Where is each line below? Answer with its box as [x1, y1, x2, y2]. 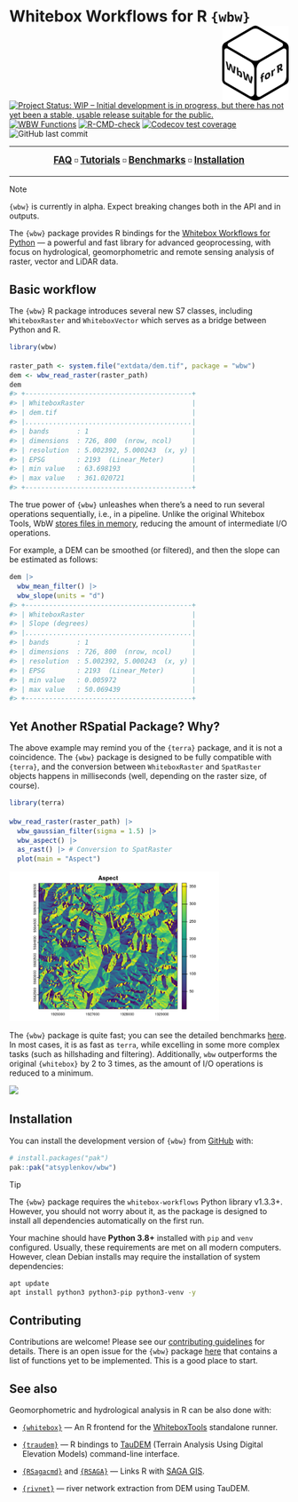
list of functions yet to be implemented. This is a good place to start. [9, 1355, 259, 1366]
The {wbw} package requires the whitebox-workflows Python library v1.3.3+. [9, 1196, 284, 1207]
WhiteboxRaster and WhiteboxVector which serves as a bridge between [9, 315, 267, 325]
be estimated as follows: [9, 554, 98, 565]
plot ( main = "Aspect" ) [17, 854, 101, 863]
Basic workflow [9, 282, 97, 297]
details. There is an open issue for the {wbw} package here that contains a [9, 1346, 278, 1356]
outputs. [9, 211, 40, 221]
